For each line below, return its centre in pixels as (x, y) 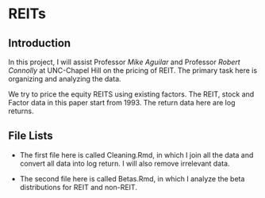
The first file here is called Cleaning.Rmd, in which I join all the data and (136, 154)
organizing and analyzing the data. (65, 79)
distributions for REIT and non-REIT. (78, 187)
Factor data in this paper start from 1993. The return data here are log (122, 103)
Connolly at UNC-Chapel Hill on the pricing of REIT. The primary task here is (133, 70)
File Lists (31, 136)
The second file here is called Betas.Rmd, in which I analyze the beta (132, 178)
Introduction (40, 43)
